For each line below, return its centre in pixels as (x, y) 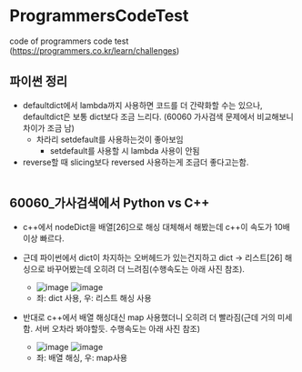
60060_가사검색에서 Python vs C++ (110, 203)
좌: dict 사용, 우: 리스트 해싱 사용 (94, 297)
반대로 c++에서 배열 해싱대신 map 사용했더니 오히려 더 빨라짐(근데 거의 (149, 317)
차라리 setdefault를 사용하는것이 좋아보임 (110, 139)
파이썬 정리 (39, 81)
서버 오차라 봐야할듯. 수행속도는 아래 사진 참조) (118, 328)
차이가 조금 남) (49, 127)
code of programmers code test (69, 41)
